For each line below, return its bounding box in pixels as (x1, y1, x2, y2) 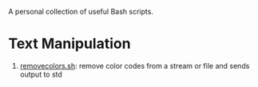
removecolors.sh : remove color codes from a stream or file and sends (19, 61, 250, 70)
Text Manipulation (8, 35, 131, 53)
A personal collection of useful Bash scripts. (8, 7, 154, 16)
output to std (19, 69, 62, 79)
